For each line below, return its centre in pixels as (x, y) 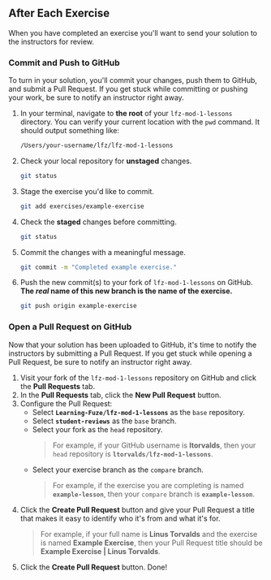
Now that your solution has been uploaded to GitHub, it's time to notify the (133, 344)
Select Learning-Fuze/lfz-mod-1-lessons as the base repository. (138, 412)
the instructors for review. (52, 41)
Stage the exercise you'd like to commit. (87, 191)
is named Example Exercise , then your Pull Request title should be (151, 543)
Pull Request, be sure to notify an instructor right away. (100, 361)
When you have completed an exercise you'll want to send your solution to (133, 32)
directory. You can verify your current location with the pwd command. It (140, 122)
